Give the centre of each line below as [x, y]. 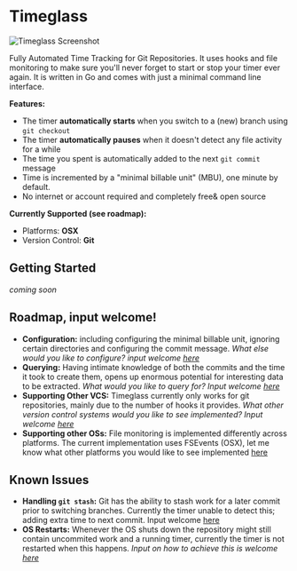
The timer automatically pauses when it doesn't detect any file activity [152, 139]
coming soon [33, 289]
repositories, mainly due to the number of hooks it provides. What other [152, 405]
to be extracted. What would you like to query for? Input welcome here [151, 386]
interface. [27, 86]
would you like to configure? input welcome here [110, 358]
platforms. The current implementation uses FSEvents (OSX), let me [146, 442]
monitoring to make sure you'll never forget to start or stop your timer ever [145, 67]
